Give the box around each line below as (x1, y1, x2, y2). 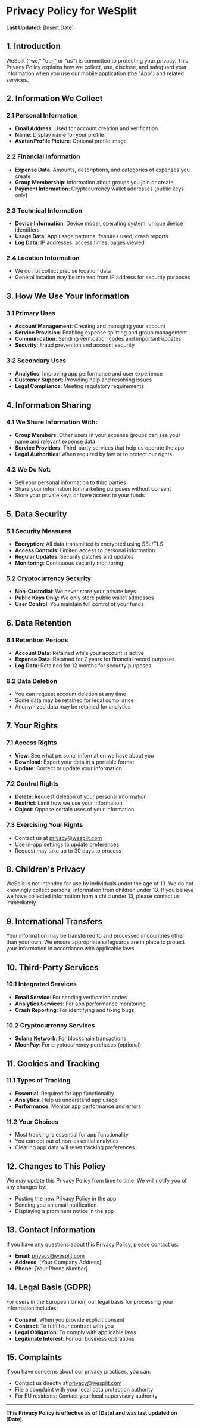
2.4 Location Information (6, 254, 80, 262)
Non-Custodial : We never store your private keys (14, 588, 136, 595)
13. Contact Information (6, 1225, 96, 1235)
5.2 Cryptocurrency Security (6, 574, 91, 583)
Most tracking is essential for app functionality (14, 1131, 129, 1138)
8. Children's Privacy (6, 864, 85, 874)
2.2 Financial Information (6, 152, 80, 161)
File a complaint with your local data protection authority (14, 1386, 154, 1393)
